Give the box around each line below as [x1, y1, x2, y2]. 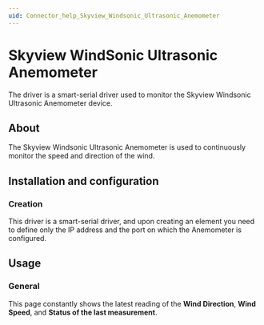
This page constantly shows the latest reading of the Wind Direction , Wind [8, 299, 256, 308]
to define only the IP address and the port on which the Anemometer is [8, 225, 242, 235]
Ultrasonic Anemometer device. [8, 98, 114, 108]
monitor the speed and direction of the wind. [8, 151, 155, 161]
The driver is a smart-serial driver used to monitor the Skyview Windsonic [8, 90, 251, 99]
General [8, 281, 40, 292]
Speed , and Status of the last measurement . [8, 307, 158, 317]
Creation [8, 198, 43, 209]
